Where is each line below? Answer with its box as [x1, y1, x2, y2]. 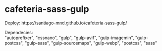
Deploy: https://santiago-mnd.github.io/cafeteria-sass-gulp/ [4, 20, 127, 26]
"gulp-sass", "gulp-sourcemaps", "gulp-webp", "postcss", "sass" [24, 40, 157, 46]
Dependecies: [4, 29, 33, 35]
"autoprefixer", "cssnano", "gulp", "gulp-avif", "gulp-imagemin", [4, 35, 134, 41]
